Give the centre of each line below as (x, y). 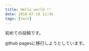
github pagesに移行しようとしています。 (46, 43)
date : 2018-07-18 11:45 (29, 14)
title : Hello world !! (28, 9)
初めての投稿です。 (24, 33)
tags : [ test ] (18, 18)
